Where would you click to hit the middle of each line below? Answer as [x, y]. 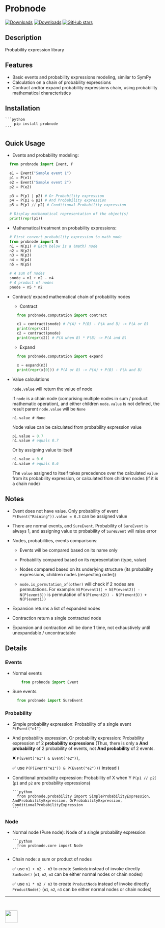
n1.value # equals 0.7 [35, 441]
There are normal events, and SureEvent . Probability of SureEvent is [80, 525]
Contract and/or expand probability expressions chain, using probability [85, 87]
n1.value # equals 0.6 [35, 464]
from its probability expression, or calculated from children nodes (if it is [85, 479]
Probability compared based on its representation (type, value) [83, 559]
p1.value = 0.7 [28, 436]
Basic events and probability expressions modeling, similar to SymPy [82, 77]
